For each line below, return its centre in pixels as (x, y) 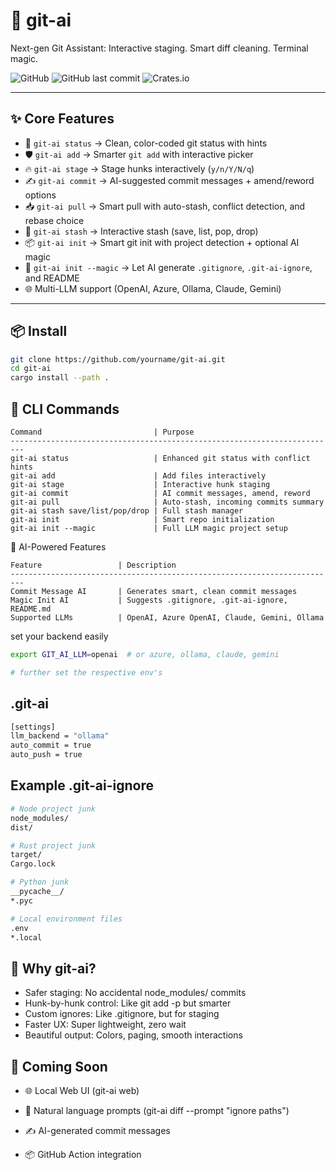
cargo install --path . (60, 378)
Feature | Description (93, 565)
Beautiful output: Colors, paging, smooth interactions (133, 1035)
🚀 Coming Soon (59, 1066)
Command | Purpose (102, 432)
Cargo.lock (33, 864)
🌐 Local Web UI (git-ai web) (82, 1090)
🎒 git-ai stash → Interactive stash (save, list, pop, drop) (141, 231)
